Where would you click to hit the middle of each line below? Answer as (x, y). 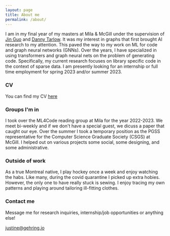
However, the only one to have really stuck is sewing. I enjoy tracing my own (85, 183)
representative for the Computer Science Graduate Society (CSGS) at (78, 137)
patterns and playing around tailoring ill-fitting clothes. (62, 188)
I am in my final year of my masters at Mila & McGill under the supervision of (85, 34)
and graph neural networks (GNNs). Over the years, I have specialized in (81, 50)
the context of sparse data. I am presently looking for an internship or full (82, 66)
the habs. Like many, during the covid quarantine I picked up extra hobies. (83, 177)
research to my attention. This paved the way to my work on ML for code (81, 45)
